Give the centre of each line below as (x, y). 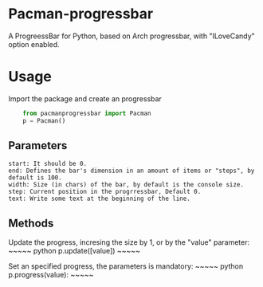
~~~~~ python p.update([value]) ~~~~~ (75, 251)
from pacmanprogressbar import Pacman (87, 113)
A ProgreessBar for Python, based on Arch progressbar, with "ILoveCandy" (131, 36)
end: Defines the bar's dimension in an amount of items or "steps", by (131, 171)
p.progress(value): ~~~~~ (51, 275)
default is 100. (35, 178)
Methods (31, 223)
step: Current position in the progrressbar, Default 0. (105, 192)
